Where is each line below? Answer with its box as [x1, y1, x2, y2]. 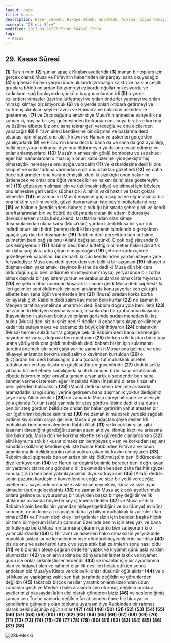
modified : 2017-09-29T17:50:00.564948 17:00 [5, 27, 101, 32]
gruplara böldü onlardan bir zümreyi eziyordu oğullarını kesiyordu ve [5, 85, 149, 91]
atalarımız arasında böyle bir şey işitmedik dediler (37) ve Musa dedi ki [5, 497, 153, 503]
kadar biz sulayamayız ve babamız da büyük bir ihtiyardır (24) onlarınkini [5, 324, 158, 330]
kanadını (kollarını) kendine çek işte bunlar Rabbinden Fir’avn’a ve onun [5, 443, 154, 449]
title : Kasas [5, 12, 33, 17]
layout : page [5, 7, 33, 13]
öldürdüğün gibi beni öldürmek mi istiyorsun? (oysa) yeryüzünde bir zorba [5, 269, 161, 275]
